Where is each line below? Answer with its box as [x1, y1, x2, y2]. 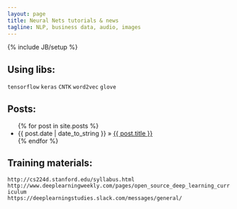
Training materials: [7, 157, 93, 169]
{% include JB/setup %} [7, 43, 78, 52]
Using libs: [7, 63, 55, 75]
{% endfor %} [17, 137, 59, 145]
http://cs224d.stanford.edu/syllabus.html [7, 176, 135, 183]
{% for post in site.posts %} [17, 122, 99, 130]
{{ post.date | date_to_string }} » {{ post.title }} [17, 129, 153, 137]
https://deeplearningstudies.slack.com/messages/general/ [7, 194, 182, 202]
